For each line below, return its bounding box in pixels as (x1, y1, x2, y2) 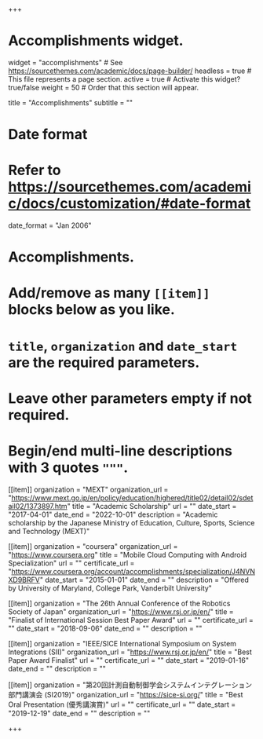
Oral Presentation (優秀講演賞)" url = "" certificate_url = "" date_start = (8, 700, 236, 709)
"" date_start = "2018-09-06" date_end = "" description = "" (8, 624, 203, 633)
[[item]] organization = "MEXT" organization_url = (8, 485, 169, 494)
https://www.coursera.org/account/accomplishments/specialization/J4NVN (11, 566, 256, 576)
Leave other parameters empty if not (8, 390, 253, 407)
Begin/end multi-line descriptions (8, 442, 233, 459)
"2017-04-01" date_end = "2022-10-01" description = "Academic (8, 510, 218, 519)
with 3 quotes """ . (8, 459, 129, 476)
